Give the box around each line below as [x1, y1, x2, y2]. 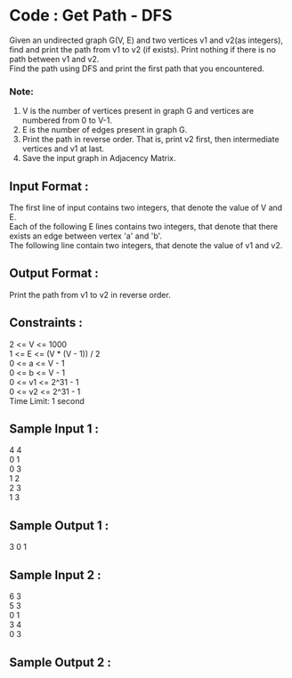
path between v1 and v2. [9, 53, 100, 64]
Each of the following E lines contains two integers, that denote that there [9, 222, 279, 232]
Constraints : [9, 315, 83, 330]
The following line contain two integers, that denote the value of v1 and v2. [9, 240, 283, 251]
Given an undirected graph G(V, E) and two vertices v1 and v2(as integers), [9, 35, 283, 45]
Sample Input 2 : [9, 567, 101, 583]
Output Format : [9, 266, 100, 281]
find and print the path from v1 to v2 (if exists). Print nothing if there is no [9, 44, 277, 54]
